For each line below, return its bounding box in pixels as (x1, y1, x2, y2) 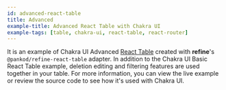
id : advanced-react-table (7, 10, 81, 17)
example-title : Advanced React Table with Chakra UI (7, 22, 161, 29)
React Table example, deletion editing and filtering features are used (7, 62, 200, 70)
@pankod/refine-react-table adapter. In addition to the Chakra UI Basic (7, 55, 208, 63)
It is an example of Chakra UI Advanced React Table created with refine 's (7, 48, 214, 56)
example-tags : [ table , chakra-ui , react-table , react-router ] (7, 29, 188, 36)
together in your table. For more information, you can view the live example (7, 70, 219, 78)
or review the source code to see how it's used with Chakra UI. (7, 76, 185, 85)
